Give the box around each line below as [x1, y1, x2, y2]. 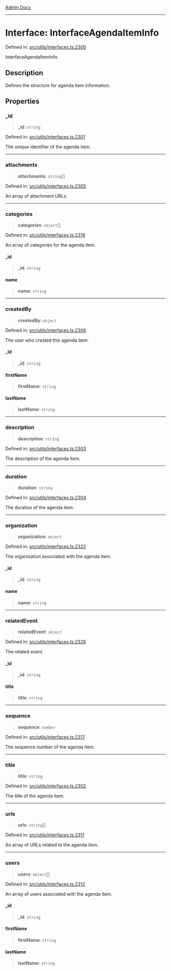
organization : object [17, 534, 62, 540]
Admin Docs [5, 5, 31, 10]
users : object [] [17, 871, 50, 877]
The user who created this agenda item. [5, 337, 89, 343]
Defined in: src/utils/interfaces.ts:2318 [5, 232, 85, 238]
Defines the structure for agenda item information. [5, 82, 111, 89]
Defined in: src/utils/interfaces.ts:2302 [5, 783, 87, 789]
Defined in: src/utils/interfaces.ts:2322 [5, 543, 87, 549]
